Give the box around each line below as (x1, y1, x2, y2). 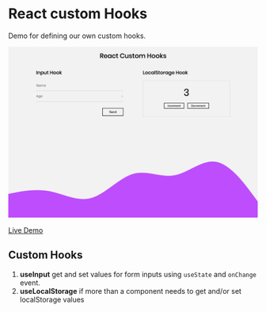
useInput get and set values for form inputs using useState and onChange (19, 269, 257, 279)
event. (19, 278, 41, 287)
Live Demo (8, 225, 44, 234)
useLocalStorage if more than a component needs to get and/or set (19, 286, 241, 295)
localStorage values (19, 295, 85, 304)
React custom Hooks (8, 5, 148, 23)
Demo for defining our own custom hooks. (8, 31, 146, 40)
